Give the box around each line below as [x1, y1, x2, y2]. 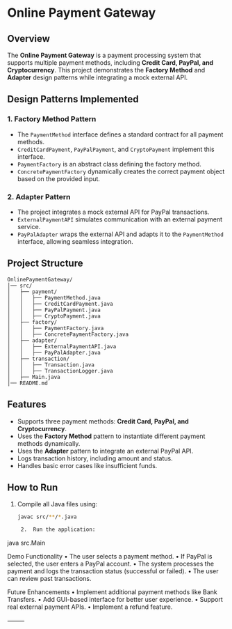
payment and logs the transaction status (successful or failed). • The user [7, 567, 219, 575]
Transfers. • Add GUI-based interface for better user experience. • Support [7, 596, 224, 604]
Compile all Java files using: [17, 500, 98, 508]
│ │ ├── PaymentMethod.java [7, 294, 101, 301]
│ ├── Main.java [7, 373, 60, 380]
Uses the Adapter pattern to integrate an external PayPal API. [17, 446, 194, 455]
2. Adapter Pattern [7, 192, 71, 201]
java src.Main [7, 538, 46, 548]
